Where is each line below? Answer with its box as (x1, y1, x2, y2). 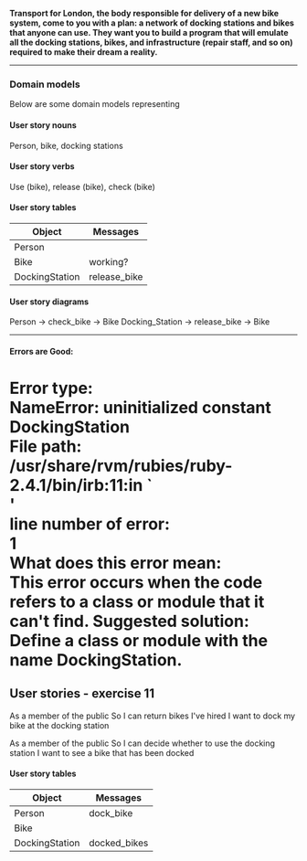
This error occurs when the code (9, 571, 263, 592)
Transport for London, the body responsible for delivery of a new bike (9, 8, 280, 18)
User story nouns (9, 119, 78, 131)
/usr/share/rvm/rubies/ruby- (9, 455, 233, 476)
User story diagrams (9, 296, 90, 307)
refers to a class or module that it (9, 591, 265, 611)
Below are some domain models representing (9, 99, 180, 110)
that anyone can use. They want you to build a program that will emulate (9, 27, 290, 37)
